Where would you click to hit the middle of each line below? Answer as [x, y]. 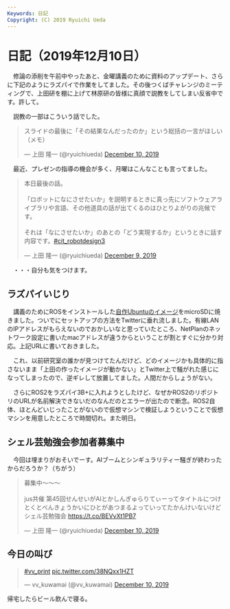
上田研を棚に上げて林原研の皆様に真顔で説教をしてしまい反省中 [127, 93]
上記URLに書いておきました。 [61, 346]
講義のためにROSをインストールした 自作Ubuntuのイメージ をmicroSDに [114, 312]
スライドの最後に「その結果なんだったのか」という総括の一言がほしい [123, 131]
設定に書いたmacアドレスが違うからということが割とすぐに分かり [124, 338]
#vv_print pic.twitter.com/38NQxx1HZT [79, 571]
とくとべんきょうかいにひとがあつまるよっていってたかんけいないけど [123, 507]
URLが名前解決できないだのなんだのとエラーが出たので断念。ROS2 [114, 401]
